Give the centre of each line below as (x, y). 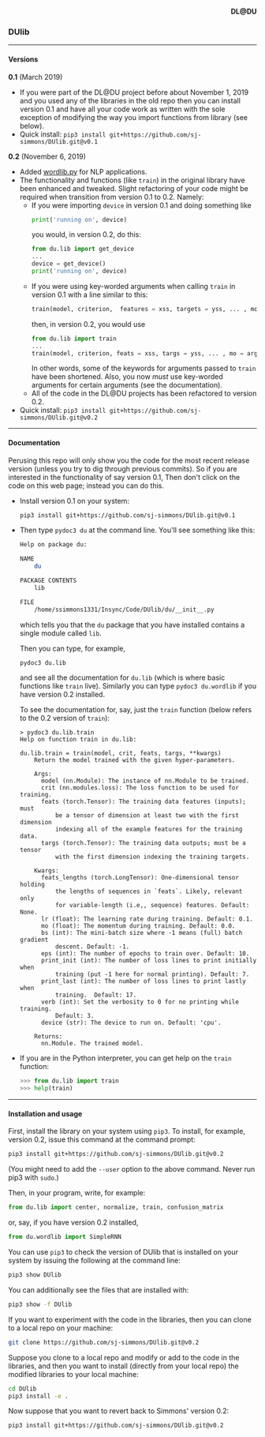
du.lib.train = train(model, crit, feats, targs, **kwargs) (120, 753)
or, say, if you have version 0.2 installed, (73, 1222)
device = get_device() (69, 264)
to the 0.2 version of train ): (65, 718)
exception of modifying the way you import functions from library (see (134, 117)
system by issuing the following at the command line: (95, 1261)
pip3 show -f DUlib (40, 1304)
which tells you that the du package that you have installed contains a (132, 625)
